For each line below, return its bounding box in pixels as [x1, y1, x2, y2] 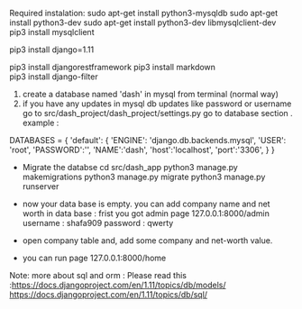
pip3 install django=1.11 [9, 44, 95, 55]
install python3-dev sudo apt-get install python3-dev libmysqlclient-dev [9, 17, 277, 28]
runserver [22, 181, 59, 192]
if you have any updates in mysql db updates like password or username [22, 98, 292, 109]
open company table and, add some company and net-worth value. [22, 235, 273, 246]
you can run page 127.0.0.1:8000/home [22, 252, 167, 263]
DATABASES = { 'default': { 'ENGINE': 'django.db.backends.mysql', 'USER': [9, 135, 287, 145]
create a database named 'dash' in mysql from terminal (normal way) [22, 89, 279, 99]
